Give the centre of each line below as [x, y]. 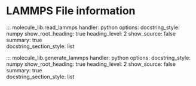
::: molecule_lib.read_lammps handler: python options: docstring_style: [93, 27]
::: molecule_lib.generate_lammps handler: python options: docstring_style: [99, 58]
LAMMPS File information [71, 11]
